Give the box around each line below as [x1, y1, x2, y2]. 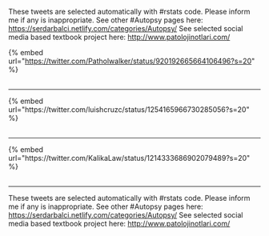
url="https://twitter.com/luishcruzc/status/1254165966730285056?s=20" [8, 105, 250, 114]
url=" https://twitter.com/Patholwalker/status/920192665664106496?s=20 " [8, 56, 255, 66]
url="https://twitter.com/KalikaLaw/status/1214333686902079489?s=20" [8, 154, 251, 162]
